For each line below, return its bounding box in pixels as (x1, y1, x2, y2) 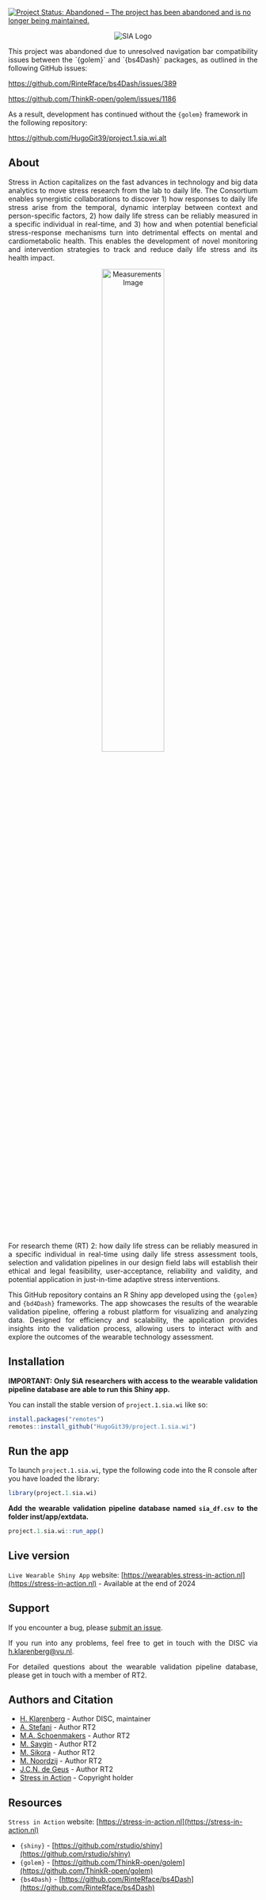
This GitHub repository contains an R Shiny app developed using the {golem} (8, 1290, 258, 1299)
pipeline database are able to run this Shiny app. (8, 1384, 170, 1394)
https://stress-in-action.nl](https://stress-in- (98, 1817, 243, 1826)
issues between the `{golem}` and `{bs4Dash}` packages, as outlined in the (8, 55, 258, 64)
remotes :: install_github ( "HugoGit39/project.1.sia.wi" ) (8, 1422, 196, 1430)
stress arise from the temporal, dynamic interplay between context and (8, 202, 258, 212)
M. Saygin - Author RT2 (19, 1739, 97, 1749)
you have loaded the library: (8, 1474, 100, 1483)
